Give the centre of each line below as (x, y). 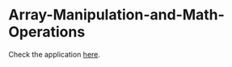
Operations (47, 32)
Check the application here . (55, 54)
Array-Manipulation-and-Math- (116, 15)
